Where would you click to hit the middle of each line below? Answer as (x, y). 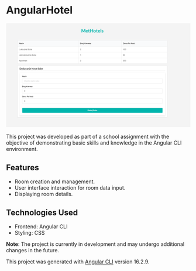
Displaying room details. (44, 194)
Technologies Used (42, 212)
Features (23, 167)
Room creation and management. (55, 181)
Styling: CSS (30, 233)
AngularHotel (39, 10)
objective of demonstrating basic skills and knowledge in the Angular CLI (94, 143)
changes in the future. (33, 251)
